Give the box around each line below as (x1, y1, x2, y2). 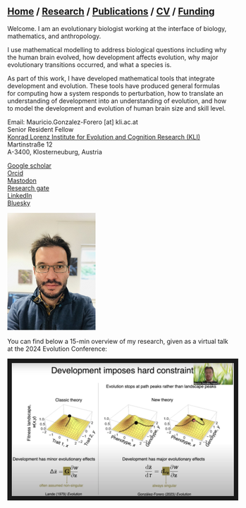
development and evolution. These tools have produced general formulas (7, 81, 221, 90)
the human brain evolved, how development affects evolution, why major (7, 53, 219, 61)
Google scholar (7, 161, 51, 170)
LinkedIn (7, 191, 32, 199)
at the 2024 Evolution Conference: (7, 345, 108, 353)
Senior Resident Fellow (7, 125, 74, 133)
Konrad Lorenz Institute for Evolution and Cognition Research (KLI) (7, 132, 201, 141)
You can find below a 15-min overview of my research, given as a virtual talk (7, 337, 229, 346)
